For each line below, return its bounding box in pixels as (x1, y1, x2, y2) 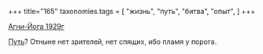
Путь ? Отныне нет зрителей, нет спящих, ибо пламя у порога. (8, 37, 217, 46)
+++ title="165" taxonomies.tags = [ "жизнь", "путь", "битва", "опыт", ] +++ (8, 7, 256, 16)
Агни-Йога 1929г (8, 22, 65, 31)
